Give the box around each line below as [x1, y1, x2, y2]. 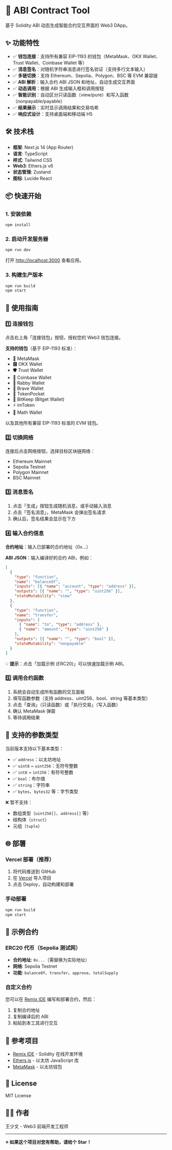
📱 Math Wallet [12, 409, 42, 415]
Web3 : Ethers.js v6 [12, 162, 54, 169]
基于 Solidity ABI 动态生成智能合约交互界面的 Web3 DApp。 [5, 22, 131, 28]
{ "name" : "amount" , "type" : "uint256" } [18, 627, 109, 632]
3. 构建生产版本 [5, 271, 44, 279]
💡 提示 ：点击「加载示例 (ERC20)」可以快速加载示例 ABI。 [5, 660, 127, 666]
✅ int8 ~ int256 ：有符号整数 [12, 769, 74, 775]
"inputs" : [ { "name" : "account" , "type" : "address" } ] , [14, 584, 137, 589]
